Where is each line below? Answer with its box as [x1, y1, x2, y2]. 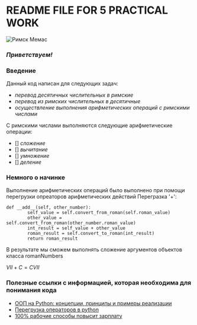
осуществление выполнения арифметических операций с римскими [14, 104, 190, 111]
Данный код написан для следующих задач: [6, 80, 118, 87]
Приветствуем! [6, 50, 53, 59]
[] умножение [14, 152, 50, 160]
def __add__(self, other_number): [6, 205, 92, 211]
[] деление [14, 158, 42, 166]
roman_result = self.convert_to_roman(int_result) [27, 231, 155, 237]
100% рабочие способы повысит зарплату [14, 312, 122, 319]
